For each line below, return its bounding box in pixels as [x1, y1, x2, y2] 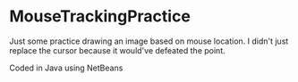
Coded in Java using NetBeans [9, 62, 123, 73]
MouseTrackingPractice [9, 6, 191, 27]
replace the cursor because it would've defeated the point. [9, 45, 226, 55]
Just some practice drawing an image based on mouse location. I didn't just [9, 36, 289, 46]
